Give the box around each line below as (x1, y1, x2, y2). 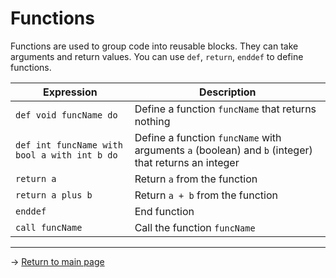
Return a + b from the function (134, 188, 278, 202)
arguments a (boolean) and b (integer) (134, 143, 313, 157)
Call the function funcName (134, 220, 256, 234)
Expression (42, 85, 98, 99)
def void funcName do (15, 109, 118, 121)
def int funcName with (15, 139, 123, 151)
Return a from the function (134, 172, 258, 186)
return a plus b (15, 189, 93, 201)
